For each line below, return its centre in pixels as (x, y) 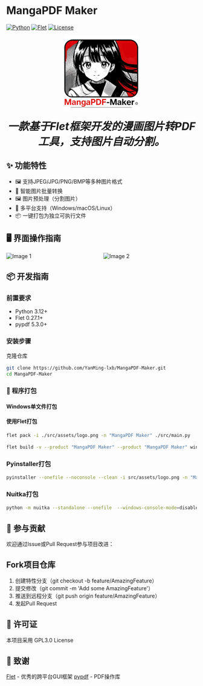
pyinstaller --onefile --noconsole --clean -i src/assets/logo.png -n (97, 478)
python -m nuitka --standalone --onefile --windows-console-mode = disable (102, 508)
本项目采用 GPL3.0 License (40, 640)
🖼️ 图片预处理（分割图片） (48, 198)
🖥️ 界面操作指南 (34, 238)
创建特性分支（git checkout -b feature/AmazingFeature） (86, 581)
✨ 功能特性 (27, 166)
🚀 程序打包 (22, 391)
